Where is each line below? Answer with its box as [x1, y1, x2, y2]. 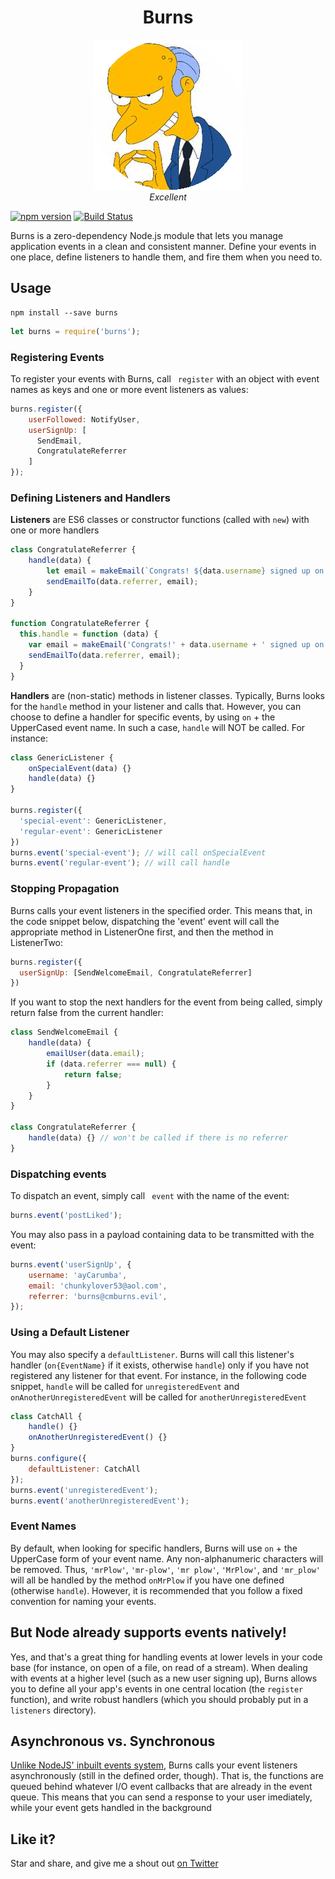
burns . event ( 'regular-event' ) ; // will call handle [10, 858, 230, 868]
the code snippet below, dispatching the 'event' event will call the [10, 915, 280, 927]
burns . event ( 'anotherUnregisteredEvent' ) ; [10, 1496, 190, 1506]
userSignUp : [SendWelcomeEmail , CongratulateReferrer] [19, 967, 253, 978]
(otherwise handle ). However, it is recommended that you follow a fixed [10, 1584, 303, 1596]
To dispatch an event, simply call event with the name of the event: [10, 1190, 290, 1202]
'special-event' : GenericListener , [19, 816, 168, 826]
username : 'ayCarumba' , [28, 1270, 128, 1280]
